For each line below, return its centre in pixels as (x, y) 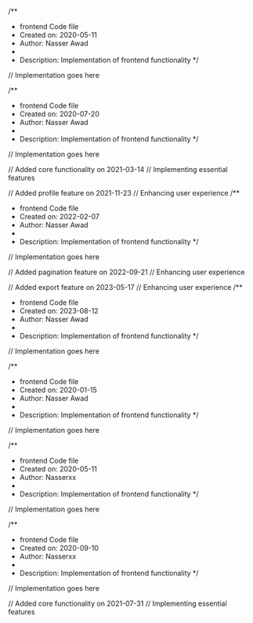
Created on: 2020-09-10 (59, 548)
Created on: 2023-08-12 (59, 311)
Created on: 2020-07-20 (59, 114)
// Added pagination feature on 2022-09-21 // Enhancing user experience (127, 272)
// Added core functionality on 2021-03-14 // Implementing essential (118, 169)
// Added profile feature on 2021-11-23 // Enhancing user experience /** (124, 193)
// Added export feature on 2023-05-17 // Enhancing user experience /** (125, 287)
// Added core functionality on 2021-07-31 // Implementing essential (117, 603)
